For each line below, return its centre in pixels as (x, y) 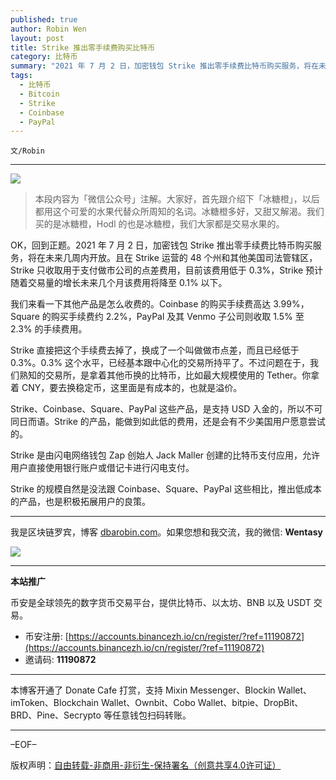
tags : (21, 76)
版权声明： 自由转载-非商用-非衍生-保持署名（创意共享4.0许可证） (146, 765)
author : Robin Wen (48, 29)
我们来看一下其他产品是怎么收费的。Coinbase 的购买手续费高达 (141, 304)
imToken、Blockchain (54, 703)
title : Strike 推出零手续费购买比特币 (83, 47)
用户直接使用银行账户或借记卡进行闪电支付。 (102, 468)
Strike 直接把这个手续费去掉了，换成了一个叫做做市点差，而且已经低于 (155, 350)
